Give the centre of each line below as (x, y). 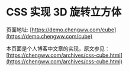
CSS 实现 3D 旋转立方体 (64, 12)
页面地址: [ (19, 30)
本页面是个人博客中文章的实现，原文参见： (58, 49)
